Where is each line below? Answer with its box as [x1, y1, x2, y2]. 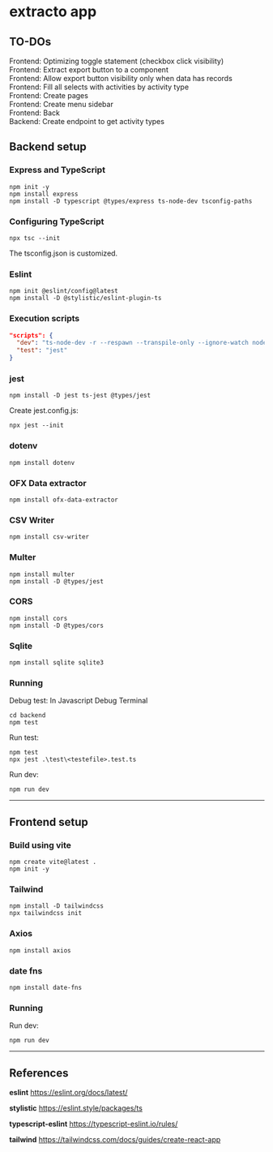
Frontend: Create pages [9, 91, 88, 100]
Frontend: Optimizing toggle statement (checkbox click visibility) [9, 56, 224, 66]
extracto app [9, 2, 97, 21]
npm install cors [9, 614, 68, 622]
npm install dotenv [9, 458, 75, 466]
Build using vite [9, 839, 72, 850]
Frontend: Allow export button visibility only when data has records [9, 74, 233, 83]
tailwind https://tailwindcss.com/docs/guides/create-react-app [9, 1135, 221, 1145]
